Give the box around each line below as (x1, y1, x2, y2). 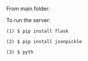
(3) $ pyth (6, 49, 34, 55)
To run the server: (6, 17, 51, 23)
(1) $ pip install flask (6, 28, 69, 34)
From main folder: (6, 5, 50, 12)
